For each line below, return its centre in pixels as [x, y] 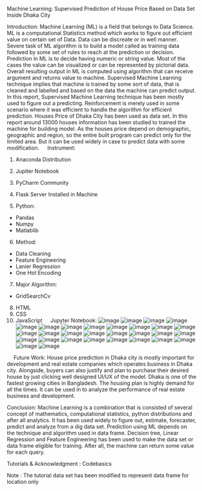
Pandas [25, 218]
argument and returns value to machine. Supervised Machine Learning [94, 78]
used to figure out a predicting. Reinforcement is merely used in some [93, 103]
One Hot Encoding [38, 273]
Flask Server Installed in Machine [57, 194]
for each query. [26, 452]
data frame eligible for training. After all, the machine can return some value [101, 446]
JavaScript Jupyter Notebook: [56, 320]
